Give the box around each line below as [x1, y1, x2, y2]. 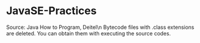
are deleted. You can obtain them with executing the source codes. [6, 29, 171, 37]
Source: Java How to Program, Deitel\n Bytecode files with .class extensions [6, 24, 195, 31]
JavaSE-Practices [6, 4, 97, 18]
